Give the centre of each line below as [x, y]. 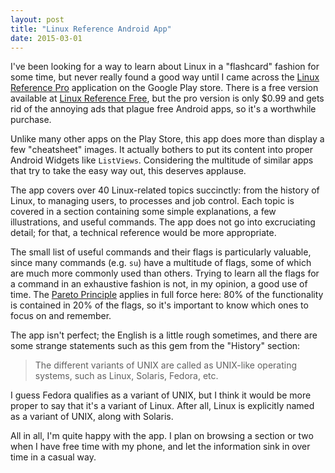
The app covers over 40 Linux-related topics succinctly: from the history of [165, 190]
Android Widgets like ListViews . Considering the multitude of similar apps [162, 160]
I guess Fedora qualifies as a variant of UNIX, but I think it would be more [161, 395]
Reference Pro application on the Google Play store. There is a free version [164, 88]
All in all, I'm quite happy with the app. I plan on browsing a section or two [162, 436]
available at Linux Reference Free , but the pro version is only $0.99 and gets [167, 98]
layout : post [37, 19]
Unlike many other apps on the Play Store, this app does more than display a [167, 139]
